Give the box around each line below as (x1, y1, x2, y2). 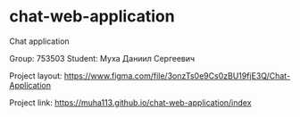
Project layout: (9, 70, 62, 81)
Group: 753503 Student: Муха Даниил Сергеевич (9, 53, 196, 63)
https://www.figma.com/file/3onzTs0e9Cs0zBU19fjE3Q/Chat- (63, 70, 291, 81)
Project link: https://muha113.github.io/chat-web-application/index (9, 96, 252, 108)
